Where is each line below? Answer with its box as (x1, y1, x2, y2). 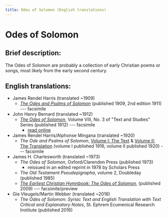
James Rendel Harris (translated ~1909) (12, 95, 95, 101)
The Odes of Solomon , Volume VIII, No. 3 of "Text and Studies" (20, 116, 150, 123)
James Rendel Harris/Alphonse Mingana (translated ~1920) (12, 132, 135, 138)
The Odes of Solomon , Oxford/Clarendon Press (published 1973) (20, 159, 153, 165)
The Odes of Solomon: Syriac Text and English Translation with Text (20, 196, 161, 202)
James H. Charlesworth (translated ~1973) (12, 154, 100, 160)
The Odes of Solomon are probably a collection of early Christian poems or (5, 62, 160, 68)
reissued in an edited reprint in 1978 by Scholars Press (27, 164, 140, 170)
